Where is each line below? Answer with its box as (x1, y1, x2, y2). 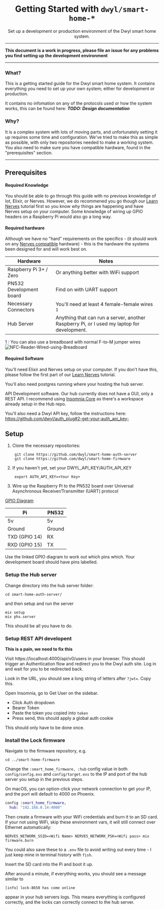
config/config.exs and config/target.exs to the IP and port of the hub (5, 771, 147, 777)
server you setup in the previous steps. (5, 777, 84, 782)
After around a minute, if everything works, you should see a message (5, 870, 146, 876)
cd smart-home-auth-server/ (5, 592, 62, 597)
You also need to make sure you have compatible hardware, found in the (5, 144, 151, 150)
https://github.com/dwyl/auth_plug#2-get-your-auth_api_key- (5, 416, 129, 422)
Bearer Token (12, 705, 40, 710)
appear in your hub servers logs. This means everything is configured (5, 894, 145, 900)
